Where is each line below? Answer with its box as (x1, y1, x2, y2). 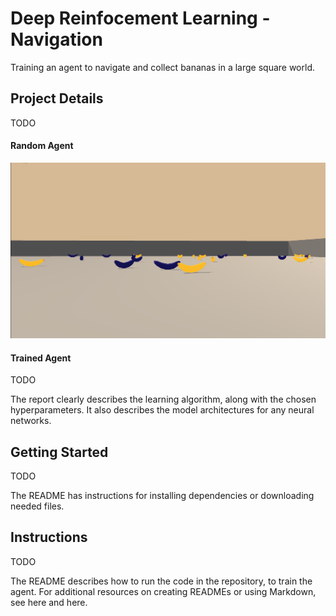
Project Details (10, 90, 104, 107)
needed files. (10, 500, 65, 512)
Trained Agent (10, 352, 72, 364)
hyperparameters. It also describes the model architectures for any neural (10, 404, 315, 416)
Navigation (10, 28, 103, 51)
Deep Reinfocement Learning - (10, 7, 271, 30)
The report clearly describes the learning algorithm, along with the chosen (10, 393, 317, 406)
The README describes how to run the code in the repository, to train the (10, 575, 313, 587)
